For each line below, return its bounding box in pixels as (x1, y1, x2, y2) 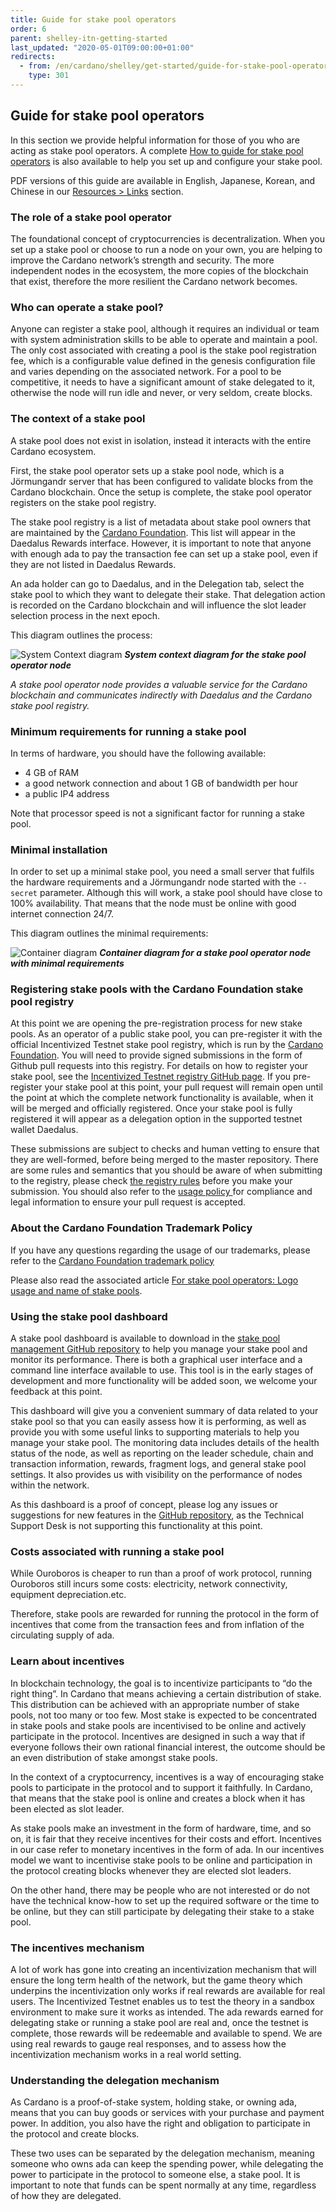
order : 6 (10, 24, 47, 34)
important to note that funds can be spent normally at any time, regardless (10, 2179, 317, 2191)
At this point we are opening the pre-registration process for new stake (10, 1017, 303, 1030)
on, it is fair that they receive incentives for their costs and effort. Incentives (10, 1832, 322, 1845)
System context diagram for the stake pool (124, 648, 307, 660)
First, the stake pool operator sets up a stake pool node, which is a (10, 464, 285, 476)
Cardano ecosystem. (10, 445, 97, 457)
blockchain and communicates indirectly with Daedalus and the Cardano (10, 689, 313, 701)
